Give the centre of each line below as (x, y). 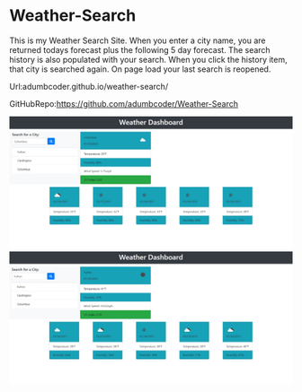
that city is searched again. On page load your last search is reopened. (140, 69)
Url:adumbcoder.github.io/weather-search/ (89, 86)
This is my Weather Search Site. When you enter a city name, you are (138, 40)
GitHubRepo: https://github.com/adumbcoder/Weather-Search (124, 103)
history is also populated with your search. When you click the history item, (148, 59)
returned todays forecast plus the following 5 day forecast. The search (140, 49)
